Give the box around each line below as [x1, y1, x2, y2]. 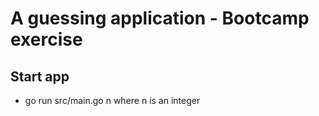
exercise [10, 28, 83, 51]
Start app [10, 68, 70, 85]
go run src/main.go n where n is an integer [24, 95, 201, 106]
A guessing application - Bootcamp [10, 7, 310, 30]
